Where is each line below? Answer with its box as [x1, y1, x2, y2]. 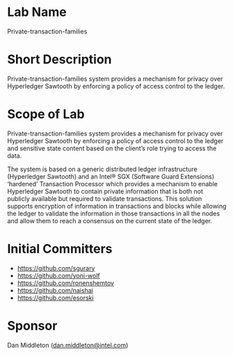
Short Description [7, 51, 113, 67]
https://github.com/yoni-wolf [17, 271, 101, 280]
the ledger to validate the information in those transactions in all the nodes [7, 209, 220, 218]
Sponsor [7, 318, 58, 334]
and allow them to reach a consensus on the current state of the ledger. [7, 216, 213, 225]
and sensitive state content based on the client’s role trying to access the [7, 144, 217, 152]
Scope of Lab [7, 106, 85, 122]
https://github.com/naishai [17, 286, 94, 294]
